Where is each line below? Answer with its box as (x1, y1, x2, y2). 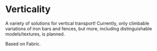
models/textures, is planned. (5, 31, 65, 37)
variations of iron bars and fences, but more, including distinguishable (5, 25, 152, 31)
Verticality (5, 4, 51, 15)
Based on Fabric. (5, 40, 41, 46)
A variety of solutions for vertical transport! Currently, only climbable (5, 20, 149, 26)
